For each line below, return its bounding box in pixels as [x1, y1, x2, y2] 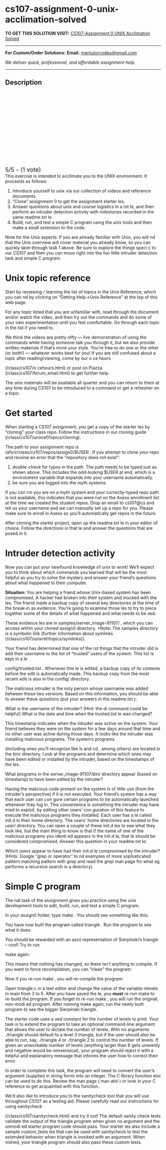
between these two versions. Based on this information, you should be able [5, 690, 159, 696]
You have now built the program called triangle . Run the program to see [5, 922, 152, 928]
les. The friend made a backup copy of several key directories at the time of [5, 599, 160, 606]
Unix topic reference [5, 272, 91, 284]
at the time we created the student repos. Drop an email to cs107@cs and [5, 500, 155, 506]
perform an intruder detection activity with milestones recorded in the [12, 209, 154, 214]
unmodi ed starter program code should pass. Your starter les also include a [5, 1123, 160, 1129]
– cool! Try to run [5, 941, 40, 947]
